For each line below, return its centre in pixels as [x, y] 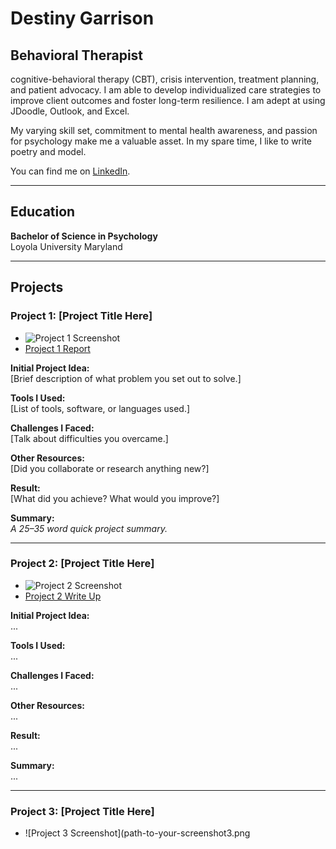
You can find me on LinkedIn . [70, 171]
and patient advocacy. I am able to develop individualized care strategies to [166, 90]
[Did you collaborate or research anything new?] [110, 468]
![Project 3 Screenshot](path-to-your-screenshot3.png [137, 833]
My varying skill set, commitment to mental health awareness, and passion [164, 130]
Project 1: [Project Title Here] [81, 316]
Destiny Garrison [82, 18]
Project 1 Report [57, 348]
